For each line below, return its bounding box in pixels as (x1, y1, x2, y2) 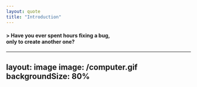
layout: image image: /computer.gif (6, 62, 138, 72)
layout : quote (6, 8, 41, 15)
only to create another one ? (6, 39, 75, 46)
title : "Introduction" (6, 14, 62, 20)
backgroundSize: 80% (6, 71, 90, 82)
